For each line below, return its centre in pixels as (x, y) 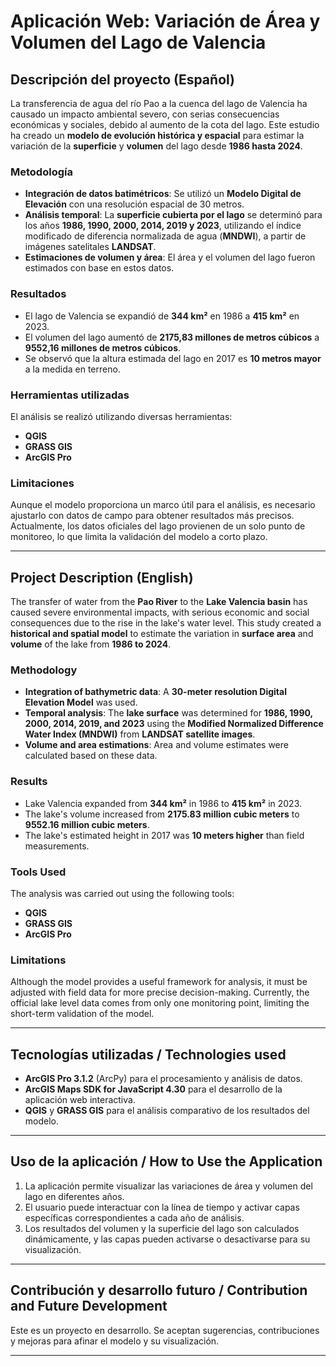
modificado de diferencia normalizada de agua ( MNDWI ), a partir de (165, 236)
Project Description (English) (102, 577)
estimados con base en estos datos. (99, 268)
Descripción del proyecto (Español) (122, 79)
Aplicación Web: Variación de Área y (165, 21)
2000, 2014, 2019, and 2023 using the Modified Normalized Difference (174, 724)
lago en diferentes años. (74, 1196)
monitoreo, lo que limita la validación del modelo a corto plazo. (139, 537)
